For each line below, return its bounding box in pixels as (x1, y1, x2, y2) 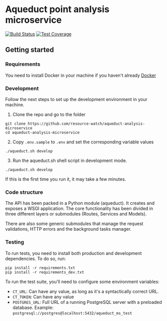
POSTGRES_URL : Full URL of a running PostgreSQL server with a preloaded (12, 299, 162, 305)
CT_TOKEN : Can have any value (12, 294, 74, 300)
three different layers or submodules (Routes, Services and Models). (5, 211, 147, 217)
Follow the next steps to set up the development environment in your (5, 96, 147, 102)
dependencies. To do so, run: (5, 255, 66, 261)
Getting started (5, 45, 54, 54)
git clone (5, 121, 26, 126)
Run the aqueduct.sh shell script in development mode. (12, 157, 127, 164)
